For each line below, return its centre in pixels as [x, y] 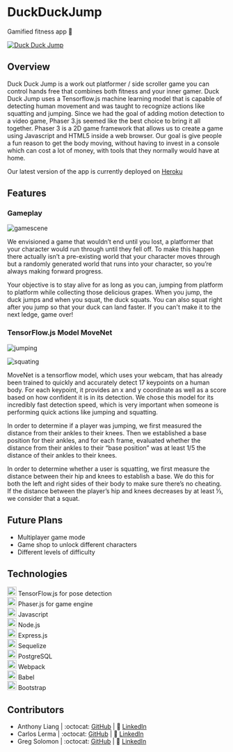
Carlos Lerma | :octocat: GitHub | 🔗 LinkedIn [80, 734]
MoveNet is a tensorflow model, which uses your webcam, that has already [115, 375]
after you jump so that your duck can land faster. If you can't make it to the [114, 307]
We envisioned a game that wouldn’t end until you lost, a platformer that [110, 242]
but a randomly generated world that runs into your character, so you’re [110, 264]
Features [27, 194]
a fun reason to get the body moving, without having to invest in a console [113, 143]
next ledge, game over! [40, 315]
